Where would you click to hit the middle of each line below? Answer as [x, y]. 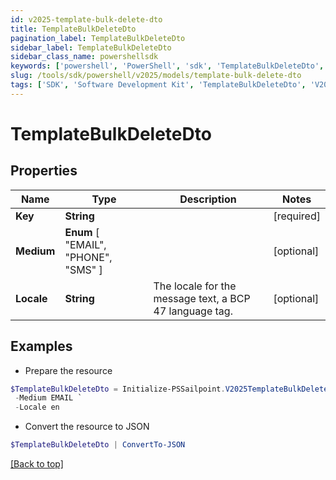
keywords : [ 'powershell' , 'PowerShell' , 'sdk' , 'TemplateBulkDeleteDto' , [167, 66]
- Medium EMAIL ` [48, 398]
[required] [297, 216]
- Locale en [37, 407]
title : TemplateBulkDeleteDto [73, 29]
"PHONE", [88, 257]
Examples [41, 346]
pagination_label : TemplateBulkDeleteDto [98, 38]
